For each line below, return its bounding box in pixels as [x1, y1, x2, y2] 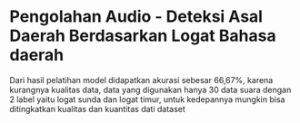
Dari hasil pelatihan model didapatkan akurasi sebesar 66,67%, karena [9, 74, 274, 85]
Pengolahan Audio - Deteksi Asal [9, 6, 264, 27]
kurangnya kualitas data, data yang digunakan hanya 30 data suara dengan [9, 84, 292, 95]
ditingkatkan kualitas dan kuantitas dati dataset [9, 103, 186, 114]
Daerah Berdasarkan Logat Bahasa [9, 25, 276, 46]
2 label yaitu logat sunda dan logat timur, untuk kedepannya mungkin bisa [9, 93, 285, 105]
